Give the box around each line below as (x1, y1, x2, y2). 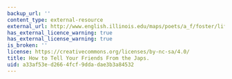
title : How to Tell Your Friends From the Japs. (7, 55, 150, 62)
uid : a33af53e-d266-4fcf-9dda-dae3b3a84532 (7, 61, 135, 68)
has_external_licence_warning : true (7, 29, 113, 36)
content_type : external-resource (7, 16, 104, 23)
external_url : (7, 23, 48, 30)
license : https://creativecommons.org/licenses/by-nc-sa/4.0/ (7, 49, 190, 56)
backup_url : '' (7, 10, 51, 17)
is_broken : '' (7, 42, 48, 49)
